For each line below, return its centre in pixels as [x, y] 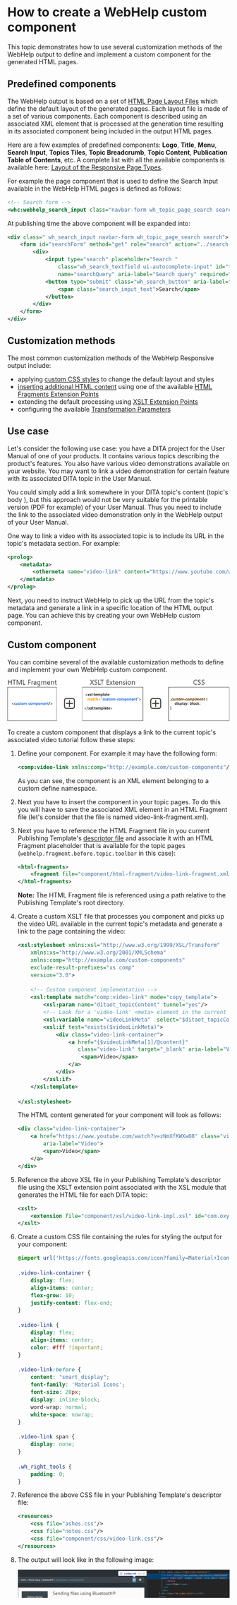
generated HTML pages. [43, 61]
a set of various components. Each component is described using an [107, 116]
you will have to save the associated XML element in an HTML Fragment [122, 809]
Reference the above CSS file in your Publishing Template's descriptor [120, 1495]
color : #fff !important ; [67, 1347]
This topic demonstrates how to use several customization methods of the [115, 47]
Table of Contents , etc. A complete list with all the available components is [116, 160]
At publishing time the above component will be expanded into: [99, 223]
